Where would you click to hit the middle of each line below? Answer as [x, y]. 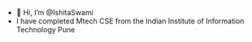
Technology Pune [46, 29]
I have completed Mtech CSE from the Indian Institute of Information [130, 21]
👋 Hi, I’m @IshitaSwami [54, 13]
